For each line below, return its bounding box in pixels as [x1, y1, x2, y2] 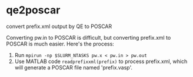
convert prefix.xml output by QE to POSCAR [6, 23, 112, 30]
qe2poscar [6, 3, 61, 17]
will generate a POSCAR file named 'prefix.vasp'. [14, 64, 133, 71]
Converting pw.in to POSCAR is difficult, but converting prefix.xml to [6, 34, 171, 41]
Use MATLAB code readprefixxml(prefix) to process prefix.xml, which [14, 58, 188, 65]
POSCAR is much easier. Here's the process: [6, 40, 115, 47]
